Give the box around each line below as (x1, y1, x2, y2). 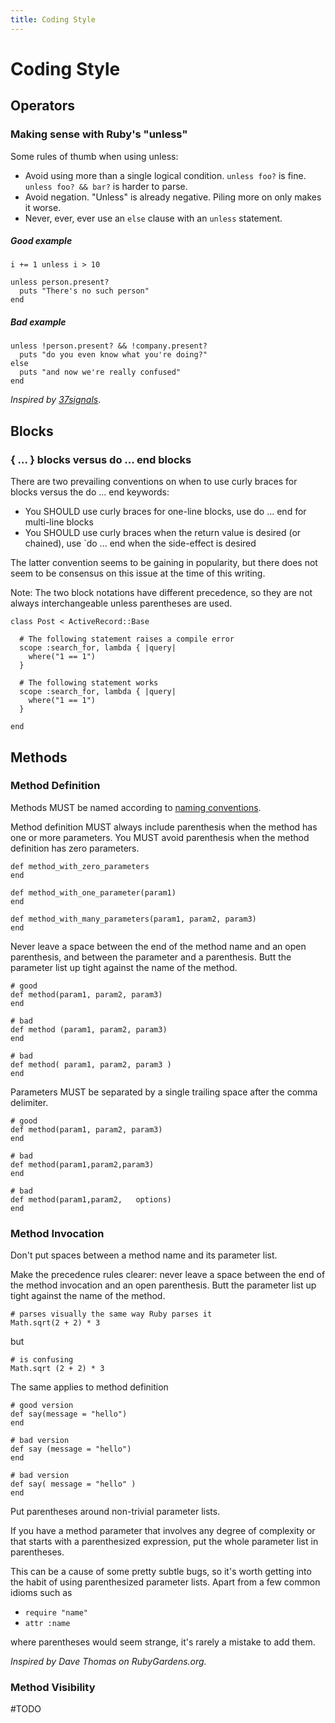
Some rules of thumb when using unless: (10, 150, 179, 162)
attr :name (24, 1619, 71, 1629)
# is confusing (10, 1355, 74, 1365)
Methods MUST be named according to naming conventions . (10, 801, 262, 813)
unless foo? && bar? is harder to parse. (24, 180, 188, 192)
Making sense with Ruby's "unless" (10, 127, 188, 141)
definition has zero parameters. (10, 842, 140, 854)
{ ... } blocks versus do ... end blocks (10, 452, 192, 466)
